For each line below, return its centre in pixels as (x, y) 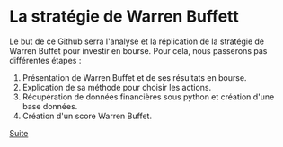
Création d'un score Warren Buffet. (87, 116)
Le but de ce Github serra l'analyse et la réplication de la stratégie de (137, 41)
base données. (50, 106)
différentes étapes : (45, 60)
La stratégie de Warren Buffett (124, 17)
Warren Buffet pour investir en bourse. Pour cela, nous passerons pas (138, 50)
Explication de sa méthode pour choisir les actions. (117, 87)
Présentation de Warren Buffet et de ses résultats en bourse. (134, 77)
